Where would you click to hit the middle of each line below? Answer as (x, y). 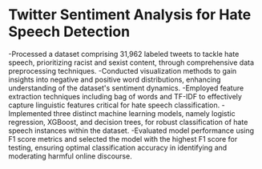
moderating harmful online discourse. (70, 156)
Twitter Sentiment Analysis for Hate (130, 15)
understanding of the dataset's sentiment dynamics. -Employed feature (126, 88)
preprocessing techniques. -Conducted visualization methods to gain (123, 70)
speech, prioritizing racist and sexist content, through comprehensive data (131, 62)
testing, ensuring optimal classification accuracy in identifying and (118, 147)
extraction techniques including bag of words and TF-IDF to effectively (125, 96)
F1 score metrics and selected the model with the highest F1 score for (123, 139)
